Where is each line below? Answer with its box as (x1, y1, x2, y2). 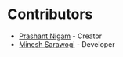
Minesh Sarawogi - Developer (18, 39, 115, 48)
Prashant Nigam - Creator (18, 31, 103, 41)
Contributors (7, 5, 93, 23)
